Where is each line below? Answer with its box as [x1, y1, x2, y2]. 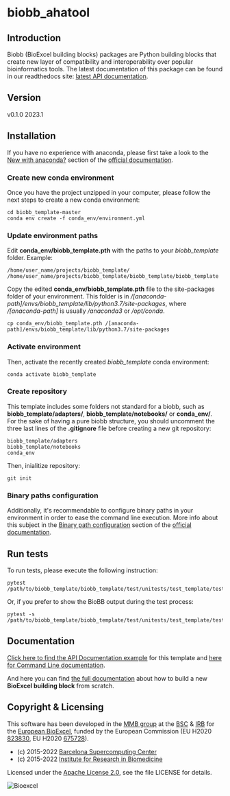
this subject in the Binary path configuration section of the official [7, 521, 192, 529]
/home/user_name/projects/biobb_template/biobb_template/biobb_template [7, 273, 219, 280]
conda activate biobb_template [7, 371, 97, 378]
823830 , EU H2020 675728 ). [7, 734, 89, 742]
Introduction [7, 32, 62, 44]
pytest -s [7, 611, 36, 618]
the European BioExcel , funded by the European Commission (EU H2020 [7, 727, 212, 735]
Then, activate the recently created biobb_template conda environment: [7, 358, 209, 366]
